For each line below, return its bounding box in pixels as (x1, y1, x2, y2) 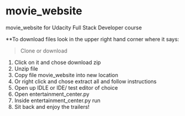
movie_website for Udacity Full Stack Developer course (5, 24, 142, 31)
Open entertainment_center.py (14, 90, 90, 97)
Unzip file (14, 65, 38, 72)
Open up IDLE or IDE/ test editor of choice (14, 84, 118, 91)
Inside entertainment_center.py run (14, 97, 101, 104)
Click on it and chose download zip (14, 59, 101, 66)
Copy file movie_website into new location (14, 71, 119, 78)
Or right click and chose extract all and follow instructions (14, 78, 157, 85)
